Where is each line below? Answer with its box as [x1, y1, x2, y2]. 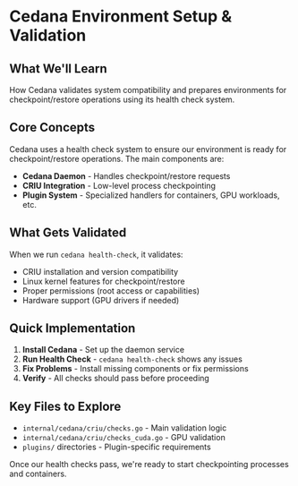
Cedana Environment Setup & [9, 6, 233, 27]
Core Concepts [9, 120, 96, 135]
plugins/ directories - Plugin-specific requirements [21, 441, 212, 453]
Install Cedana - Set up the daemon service [21, 345, 185, 355]
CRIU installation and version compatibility [21, 266, 179, 277]
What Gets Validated [9, 226, 127, 241]
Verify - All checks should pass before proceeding [21, 373, 210, 384]
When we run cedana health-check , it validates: [9, 249, 183, 260]
